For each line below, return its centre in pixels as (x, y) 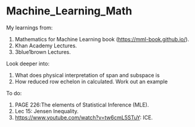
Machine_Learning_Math (69, 11)
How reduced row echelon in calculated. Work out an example (91, 81)
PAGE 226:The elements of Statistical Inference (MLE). (82, 105)
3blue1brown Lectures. (43, 52)
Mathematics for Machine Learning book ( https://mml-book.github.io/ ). (102, 39)
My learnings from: (30, 28)
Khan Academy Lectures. (46, 46)
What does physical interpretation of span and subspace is (87, 75)
